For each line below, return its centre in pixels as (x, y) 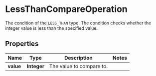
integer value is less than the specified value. (52, 28)
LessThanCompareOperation (67, 9)
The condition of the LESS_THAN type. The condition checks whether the (78, 23)
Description (78, 58)
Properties (22, 44)
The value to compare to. (78, 66)
